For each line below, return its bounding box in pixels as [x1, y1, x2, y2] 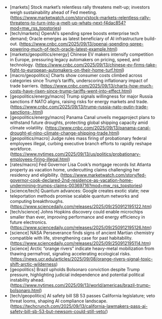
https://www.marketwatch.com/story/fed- [61, 172, 147, 178]
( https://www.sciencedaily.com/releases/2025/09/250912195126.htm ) [9, 225, 152, 230]
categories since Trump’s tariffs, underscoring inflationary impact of [9, 78, 148, 83]
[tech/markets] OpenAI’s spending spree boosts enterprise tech [9, 31, 139, 36]
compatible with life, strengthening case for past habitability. [9, 235, 133, 241]
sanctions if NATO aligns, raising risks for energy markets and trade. [9, 99, 149, 104]
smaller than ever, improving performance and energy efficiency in [9, 214, 145, 220]
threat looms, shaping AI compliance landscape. [9, 298, 108, 304]
